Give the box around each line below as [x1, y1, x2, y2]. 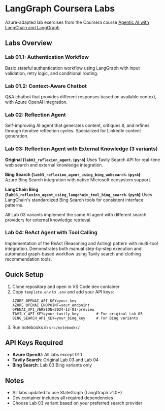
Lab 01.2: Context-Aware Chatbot [5, 82, 87, 89]
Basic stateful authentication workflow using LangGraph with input [5, 65, 140, 71]
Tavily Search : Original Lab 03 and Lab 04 [12, 357, 99, 363]
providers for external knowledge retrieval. [5, 217, 92, 223]
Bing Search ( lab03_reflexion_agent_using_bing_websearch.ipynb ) [5, 171, 141, 177]
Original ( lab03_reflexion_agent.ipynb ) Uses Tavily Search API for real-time [5, 157, 160, 163]
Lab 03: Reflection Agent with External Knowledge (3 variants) [5, 145, 158, 152]
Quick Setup [5, 270, 44, 279]
